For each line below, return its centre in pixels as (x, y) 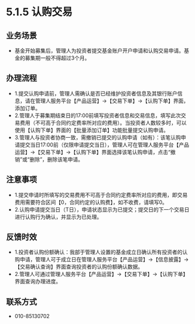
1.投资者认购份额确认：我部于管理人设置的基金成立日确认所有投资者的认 (101, 252)
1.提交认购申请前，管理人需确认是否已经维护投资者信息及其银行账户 (96, 93)
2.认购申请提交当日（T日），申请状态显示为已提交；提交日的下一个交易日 (102, 209)
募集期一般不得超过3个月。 (57, 58)
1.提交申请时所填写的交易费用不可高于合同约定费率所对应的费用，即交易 (101, 195)
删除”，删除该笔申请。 (57, 159)
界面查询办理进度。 (38, 281)
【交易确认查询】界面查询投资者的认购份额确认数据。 (79, 267)
